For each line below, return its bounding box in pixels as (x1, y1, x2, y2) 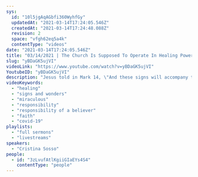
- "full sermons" (11, 129, 54, 136)
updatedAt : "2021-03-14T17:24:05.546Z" (11, 19, 110, 25)
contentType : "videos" (11, 42, 67, 48)
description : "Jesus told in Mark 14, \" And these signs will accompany (6, 74, 189, 80)
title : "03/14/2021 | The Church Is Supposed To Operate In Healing (6, 53, 178, 58)
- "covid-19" (11, 119, 44, 124)
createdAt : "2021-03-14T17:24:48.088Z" (11, 25, 110, 31)
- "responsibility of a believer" (11, 107, 96, 113)
